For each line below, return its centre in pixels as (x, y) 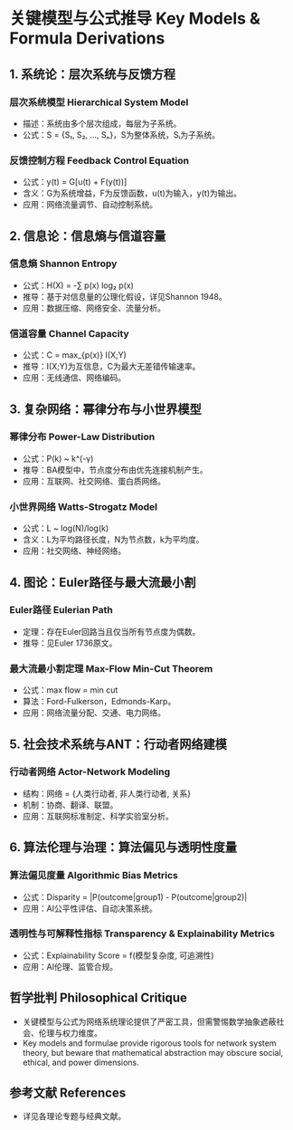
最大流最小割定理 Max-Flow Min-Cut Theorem (111, 668)
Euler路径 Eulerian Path (61, 610)
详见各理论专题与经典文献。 (74, 1116)
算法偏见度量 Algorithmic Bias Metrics (94, 876)
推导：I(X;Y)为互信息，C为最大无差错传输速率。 (111, 367)
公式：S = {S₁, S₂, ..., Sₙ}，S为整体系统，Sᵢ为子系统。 (121, 134)
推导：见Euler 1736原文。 (70, 643)
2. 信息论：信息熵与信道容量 (88, 236)
